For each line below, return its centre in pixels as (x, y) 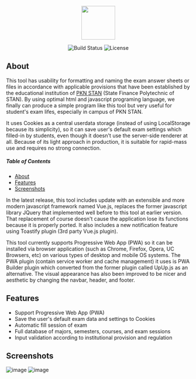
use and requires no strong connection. (54, 148)
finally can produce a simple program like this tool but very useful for (89, 105)
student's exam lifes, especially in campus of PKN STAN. (75, 111)
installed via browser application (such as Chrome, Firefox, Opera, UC (90, 249)
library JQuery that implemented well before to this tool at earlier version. (94, 212)
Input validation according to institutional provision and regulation (93, 337)
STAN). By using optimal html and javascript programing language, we (90, 99)
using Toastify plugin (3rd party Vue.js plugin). (62, 231)
